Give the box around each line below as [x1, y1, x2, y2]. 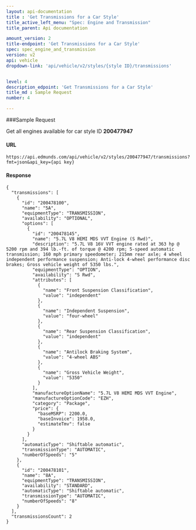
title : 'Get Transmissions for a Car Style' [6, 14, 119, 20]
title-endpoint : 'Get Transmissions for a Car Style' [6, 41, 141, 47]
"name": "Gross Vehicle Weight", [43, 370, 125, 376]
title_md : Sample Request [6, 89, 72, 96]
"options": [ [21, 221, 54, 227]
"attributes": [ [32, 277, 72, 283]
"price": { [32, 406, 59, 412]
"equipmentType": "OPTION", [32, 267, 101, 273]
